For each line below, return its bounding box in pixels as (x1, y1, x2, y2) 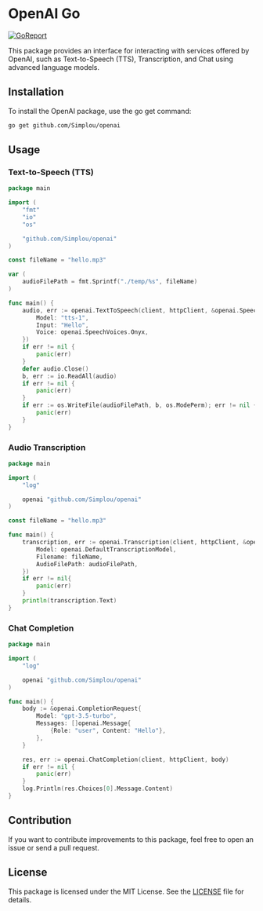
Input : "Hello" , (36, 321, 89, 329)
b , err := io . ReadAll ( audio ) (22, 372, 117, 380)
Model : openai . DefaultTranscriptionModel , (36, 545, 177, 554)
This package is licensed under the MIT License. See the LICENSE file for (8, 887, 244, 896)
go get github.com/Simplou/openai (8, 121, 121, 130)
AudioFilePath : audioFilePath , (36, 560, 139, 568)
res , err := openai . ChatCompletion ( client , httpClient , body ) (22, 756, 229, 763)
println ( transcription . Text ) (22, 597, 117, 605)
